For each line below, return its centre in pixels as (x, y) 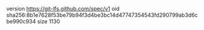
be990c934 (21, 21)
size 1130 (49, 21)
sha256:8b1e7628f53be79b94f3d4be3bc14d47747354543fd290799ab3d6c (102, 15)
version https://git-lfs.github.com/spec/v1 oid (63, 9)
